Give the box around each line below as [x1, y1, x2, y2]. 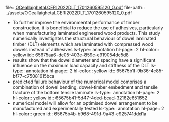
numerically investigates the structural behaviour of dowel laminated [12, 35, 156, 42]
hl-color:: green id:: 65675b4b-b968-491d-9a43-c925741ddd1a [12, 111, 147, 117]
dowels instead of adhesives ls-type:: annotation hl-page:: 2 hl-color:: [12, 47, 159, 52]
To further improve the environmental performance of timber [12, 20, 140, 25]
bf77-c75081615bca [12, 73, 55, 79]
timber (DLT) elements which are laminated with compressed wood [12, 41, 154, 47]
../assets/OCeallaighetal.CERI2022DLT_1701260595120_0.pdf [5, 10, 132, 16]
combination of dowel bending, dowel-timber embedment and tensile [12, 84, 158, 90]
